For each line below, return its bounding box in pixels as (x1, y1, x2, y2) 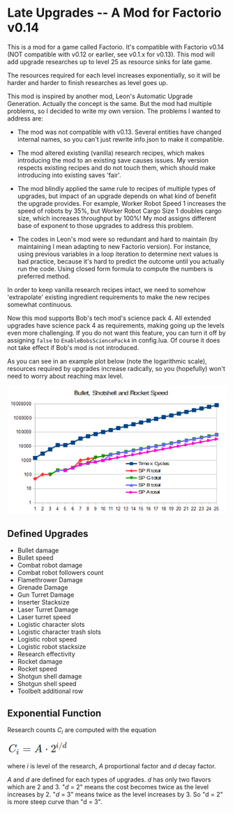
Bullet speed (17, 554, 54, 562)
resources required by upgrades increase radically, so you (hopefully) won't (7, 364, 225, 372)
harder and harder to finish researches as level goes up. (7, 78, 168, 86)
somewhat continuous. (7, 300, 73, 308)
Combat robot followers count (17, 568, 104, 577)
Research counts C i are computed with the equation (7, 726, 157, 736)
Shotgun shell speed (17, 680, 77, 688)
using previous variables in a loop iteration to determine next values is (17, 250, 218, 258)
